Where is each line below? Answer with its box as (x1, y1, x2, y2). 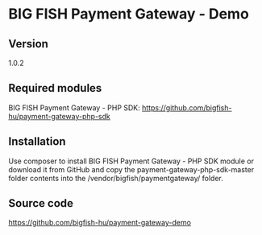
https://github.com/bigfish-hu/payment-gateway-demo (8, 218, 192, 228)
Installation (8, 134, 66, 149)
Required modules (8, 81, 102, 95)
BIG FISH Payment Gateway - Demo (8, 5, 250, 23)
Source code (8, 196, 74, 210)
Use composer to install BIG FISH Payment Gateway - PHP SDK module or (8, 156, 254, 166)
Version (8, 37, 48, 51)
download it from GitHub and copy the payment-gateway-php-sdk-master (8, 164, 255, 174)
